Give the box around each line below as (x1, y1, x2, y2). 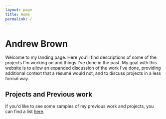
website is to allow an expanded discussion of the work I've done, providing (5, 65, 161, 71)
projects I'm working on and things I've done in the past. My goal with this (5, 60, 157, 66)
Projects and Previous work (5, 90, 93, 99)
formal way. (5, 76, 29, 82)
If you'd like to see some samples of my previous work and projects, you (5, 103, 154, 110)
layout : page (5, 7, 32, 12)
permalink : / (5, 16, 32, 21)
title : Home (5, 12, 30, 17)
